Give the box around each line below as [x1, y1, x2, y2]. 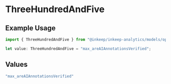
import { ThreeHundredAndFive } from [5, 37, 85, 42]
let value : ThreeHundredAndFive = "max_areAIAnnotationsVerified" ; [5, 46, 152, 51]
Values [5, 60, 28, 69]
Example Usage [5, 24, 56, 32]
